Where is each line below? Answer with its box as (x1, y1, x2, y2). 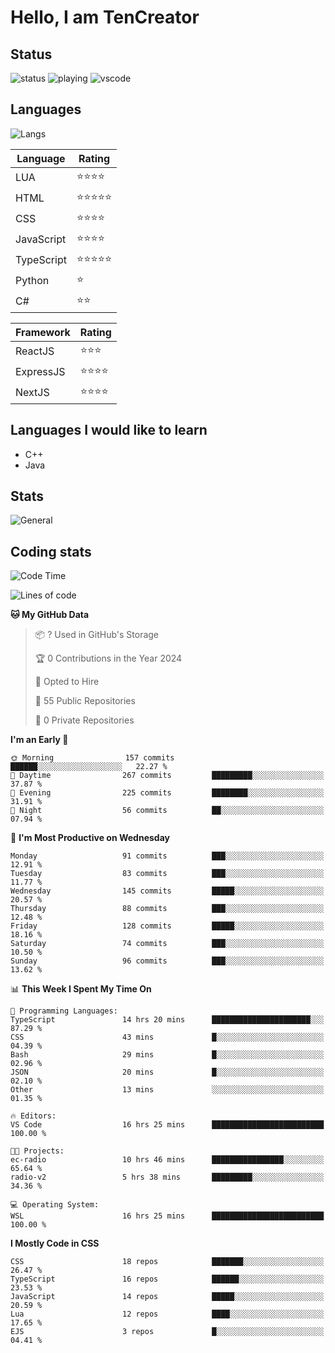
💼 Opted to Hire (34, 676, 100, 688)
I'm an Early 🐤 (10, 734, 69, 746)
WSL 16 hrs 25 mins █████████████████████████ (10, 1211, 325, 1221)
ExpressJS (15, 365, 66, 379)
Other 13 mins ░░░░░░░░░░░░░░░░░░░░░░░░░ (10, 1085, 325, 1095)
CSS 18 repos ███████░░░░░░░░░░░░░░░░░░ (10, 1257, 325, 1267)
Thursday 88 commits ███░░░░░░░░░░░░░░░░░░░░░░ (10, 904, 325, 914)
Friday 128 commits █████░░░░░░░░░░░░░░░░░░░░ (10, 921, 325, 931)
